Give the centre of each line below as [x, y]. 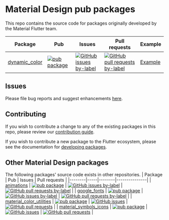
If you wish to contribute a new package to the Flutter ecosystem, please [81, 141]
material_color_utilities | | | [67, 201]
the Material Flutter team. [31, 28]
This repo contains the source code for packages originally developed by [81, 23]
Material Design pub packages [70, 9]
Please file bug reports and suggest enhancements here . [64, 98]
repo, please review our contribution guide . [50, 131]
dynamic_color [25, 62]
